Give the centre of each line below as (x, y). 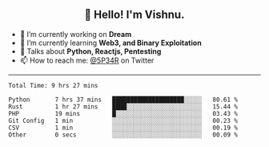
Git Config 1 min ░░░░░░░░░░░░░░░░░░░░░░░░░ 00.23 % (123, 120)
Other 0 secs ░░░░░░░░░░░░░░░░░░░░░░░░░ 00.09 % (123, 135)
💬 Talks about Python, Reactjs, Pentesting (90, 51)
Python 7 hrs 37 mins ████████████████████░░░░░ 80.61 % (123, 100)
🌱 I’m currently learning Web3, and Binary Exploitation (110, 43)
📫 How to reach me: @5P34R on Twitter (87, 60)
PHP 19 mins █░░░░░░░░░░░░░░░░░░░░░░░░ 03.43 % (123, 113)
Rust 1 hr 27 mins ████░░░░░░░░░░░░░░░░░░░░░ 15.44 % (123, 106)
